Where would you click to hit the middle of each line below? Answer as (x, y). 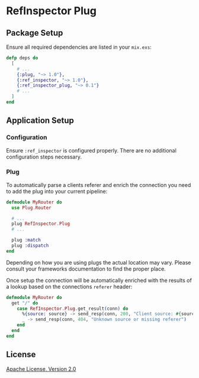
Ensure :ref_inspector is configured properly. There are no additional (91, 150)
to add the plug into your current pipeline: (57, 191)
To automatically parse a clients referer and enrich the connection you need (99, 185)
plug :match (26, 240)
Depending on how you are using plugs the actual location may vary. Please (99, 262)
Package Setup (35, 33)
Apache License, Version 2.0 (41, 369)
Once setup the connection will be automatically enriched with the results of (99, 280)
